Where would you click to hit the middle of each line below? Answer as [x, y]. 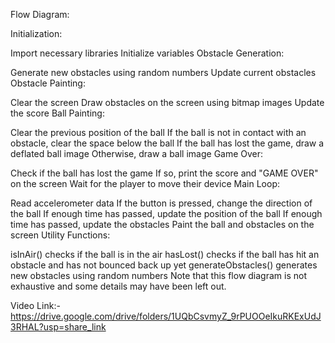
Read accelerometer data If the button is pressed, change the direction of [161, 203]
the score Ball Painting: [57, 113]
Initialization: [36, 33]
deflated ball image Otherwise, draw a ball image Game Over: [137, 153]
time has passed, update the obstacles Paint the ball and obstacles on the [162, 224]
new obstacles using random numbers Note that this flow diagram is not [159, 275]
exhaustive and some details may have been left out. [118, 286]
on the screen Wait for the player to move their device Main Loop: [145, 183]
